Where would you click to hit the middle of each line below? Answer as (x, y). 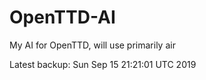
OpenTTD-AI (62, 17)
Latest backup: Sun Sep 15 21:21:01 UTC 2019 (103, 64)
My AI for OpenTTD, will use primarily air (92, 45)
